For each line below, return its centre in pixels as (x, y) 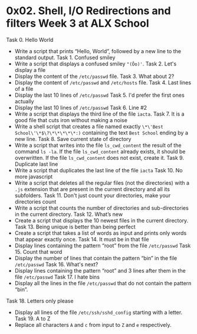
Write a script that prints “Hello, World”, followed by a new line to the (98, 51)
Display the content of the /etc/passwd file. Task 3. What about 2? (94, 76)
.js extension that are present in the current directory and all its (92, 189)
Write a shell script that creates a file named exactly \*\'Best (89, 126)
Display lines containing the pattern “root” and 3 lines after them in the (100, 270)
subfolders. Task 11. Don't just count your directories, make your (93, 195)
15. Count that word (38, 251)
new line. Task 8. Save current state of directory (73, 139)
